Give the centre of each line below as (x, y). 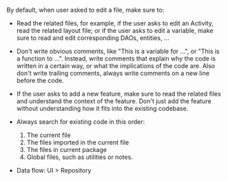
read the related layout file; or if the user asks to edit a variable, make (115, 31)
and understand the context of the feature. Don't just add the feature (114, 101)
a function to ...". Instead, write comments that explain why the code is (116, 58)
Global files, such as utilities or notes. (80, 157)
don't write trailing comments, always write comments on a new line (113, 73)
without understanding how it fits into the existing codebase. (102, 108)
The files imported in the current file (78, 142)
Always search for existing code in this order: (81, 122)
